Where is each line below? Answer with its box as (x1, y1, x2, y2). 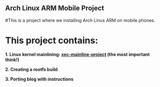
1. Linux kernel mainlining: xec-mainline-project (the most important (5, 51, 150, 57)
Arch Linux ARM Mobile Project (5, 4, 104, 12)
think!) (5, 56, 19, 62)
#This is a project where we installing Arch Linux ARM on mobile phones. (5, 17, 155, 23)
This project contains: (5, 35, 98, 46)
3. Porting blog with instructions (5, 76, 74, 82)
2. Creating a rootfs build (5, 66, 58, 72)
